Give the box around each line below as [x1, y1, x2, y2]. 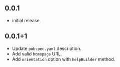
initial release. [12, 17, 41, 23]
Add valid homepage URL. [12, 50, 62, 57]
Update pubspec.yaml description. [12, 45, 81, 51]
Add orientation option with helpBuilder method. [12, 56, 115, 62]
